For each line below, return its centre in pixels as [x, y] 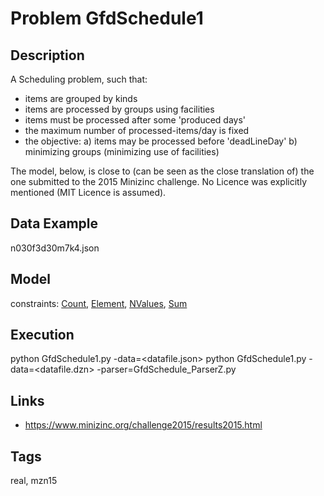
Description [47, 55]
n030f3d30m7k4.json [55, 248]
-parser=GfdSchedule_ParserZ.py [166, 369]
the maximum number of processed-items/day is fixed [137, 130]
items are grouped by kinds [81, 98]
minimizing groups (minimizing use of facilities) [122, 151]
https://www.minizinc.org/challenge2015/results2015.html [143, 425]
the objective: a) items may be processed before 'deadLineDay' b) [161, 141]
